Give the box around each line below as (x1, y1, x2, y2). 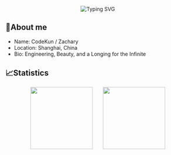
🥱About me (5, 22, 47, 32)
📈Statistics (5, 68, 49, 78)
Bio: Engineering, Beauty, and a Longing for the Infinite (13, 50, 146, 57)
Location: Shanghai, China (13, 44, 78, 51)
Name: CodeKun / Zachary (13, 38, 78, 45)
